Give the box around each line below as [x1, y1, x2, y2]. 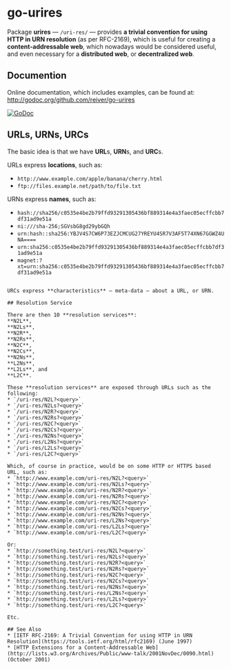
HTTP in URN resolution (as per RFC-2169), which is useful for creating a [7, 35, 216, 43]
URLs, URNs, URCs [7, 129, 89, 141]
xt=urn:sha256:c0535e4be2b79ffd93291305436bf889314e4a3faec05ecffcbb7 [17, 263, 225, 270]
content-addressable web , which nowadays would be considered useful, [7, 42, 217, 50]
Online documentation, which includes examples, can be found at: [7, 88, 195, 96]
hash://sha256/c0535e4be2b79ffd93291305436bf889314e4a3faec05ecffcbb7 [17, 209, 225, 216]
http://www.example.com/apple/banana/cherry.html [17, 175, 163, 182]
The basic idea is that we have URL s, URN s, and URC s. [7, 147, 163, 156]
